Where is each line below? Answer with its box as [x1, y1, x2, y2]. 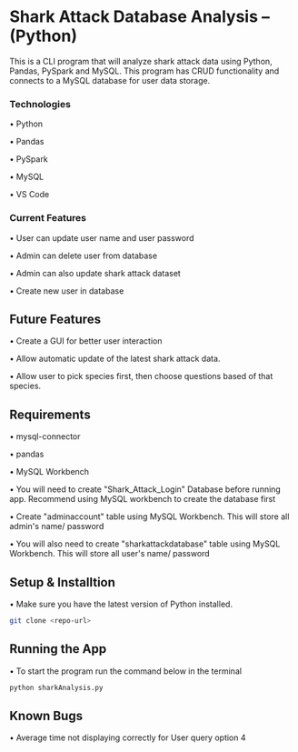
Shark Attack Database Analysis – [9, 6, 271, 27]
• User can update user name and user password [9, 232, 194, 243]
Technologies [9, 97, 71, 110]
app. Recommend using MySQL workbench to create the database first [9, 494, 276, 505]
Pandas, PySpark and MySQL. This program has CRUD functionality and [9, 65, 280, 76]
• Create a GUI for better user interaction [9, 336, 163, 346]
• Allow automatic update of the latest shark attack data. [9, 353, 221, 365]
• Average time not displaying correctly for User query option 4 [9, 732, 247, 743]
